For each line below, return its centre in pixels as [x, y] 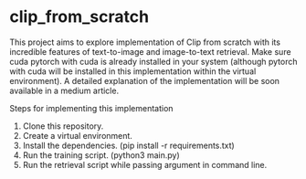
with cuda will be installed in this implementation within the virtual [133, 71]
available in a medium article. [64, 90]
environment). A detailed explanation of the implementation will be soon [145, 80]
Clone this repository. [63, 126]
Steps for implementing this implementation [91, 108]
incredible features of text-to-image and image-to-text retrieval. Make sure [150, 51]
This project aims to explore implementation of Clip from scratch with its [145, 42]
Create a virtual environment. [77, 135]
